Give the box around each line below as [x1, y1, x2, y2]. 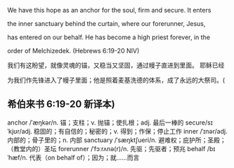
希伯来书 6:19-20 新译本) [7, 98, 115, 111]
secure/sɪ [185, 118, 213, 127]
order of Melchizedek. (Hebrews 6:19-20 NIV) [7, 47, 140, 55]
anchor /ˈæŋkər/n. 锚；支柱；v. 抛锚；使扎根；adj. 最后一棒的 [7, 118, 184, 127]
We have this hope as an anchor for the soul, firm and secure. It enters [7, 6, 212, 14]
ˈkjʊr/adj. [7, 127, 33, 135]
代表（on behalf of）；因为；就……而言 [29, 153, 140, 162]
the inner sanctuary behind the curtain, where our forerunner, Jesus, [7, 20, 206, 27]
